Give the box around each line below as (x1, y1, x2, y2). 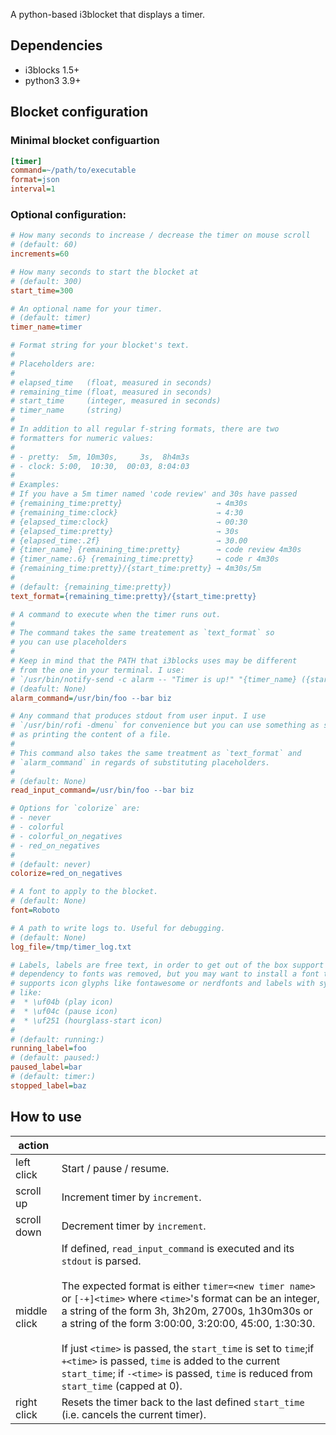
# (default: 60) (10, 240, 78, 250)
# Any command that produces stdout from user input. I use (10, 711, 267, 721)
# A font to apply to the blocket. (10, 887, 159, 897)
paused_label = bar (10, 1062, 83, 1073)
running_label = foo (10, 1044, 87, 1054)
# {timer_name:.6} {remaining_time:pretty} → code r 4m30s (10, 554, 280, 564)
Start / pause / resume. (61, 1161, 170, 1175)
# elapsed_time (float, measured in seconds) (10, 377, 213, 388)
